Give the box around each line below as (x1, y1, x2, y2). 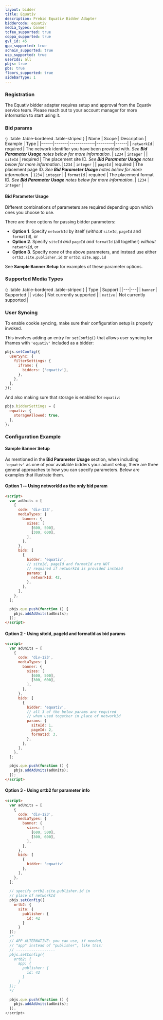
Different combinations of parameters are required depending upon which (5, 204, 153, 210)
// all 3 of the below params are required (26, 709, 117, 714)
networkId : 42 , (31, 575, 62, 580)
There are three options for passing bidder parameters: (5, 219, 116, 224)
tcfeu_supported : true (5, 30, 51, 35)
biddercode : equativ (5, 20, 47, 26)
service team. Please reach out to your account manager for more (5, 108, 137, 113)
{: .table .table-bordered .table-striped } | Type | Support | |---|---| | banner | (5, 287, 158, 292)
